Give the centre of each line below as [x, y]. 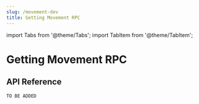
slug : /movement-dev [33, 12]
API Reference [34, 82]
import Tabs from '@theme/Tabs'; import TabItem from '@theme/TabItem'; [100, 35]
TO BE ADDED [21, 96]
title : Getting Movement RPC [43, 18]
